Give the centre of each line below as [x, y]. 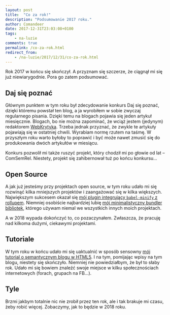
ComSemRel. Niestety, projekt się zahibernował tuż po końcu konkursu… [81, 159]
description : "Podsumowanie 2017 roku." [49, 19]
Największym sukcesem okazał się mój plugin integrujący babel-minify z [81, 197]
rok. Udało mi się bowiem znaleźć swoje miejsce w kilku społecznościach [82, 268]
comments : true [21, 43]
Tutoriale [20, 239]
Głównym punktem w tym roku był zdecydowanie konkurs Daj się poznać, [82, 105]
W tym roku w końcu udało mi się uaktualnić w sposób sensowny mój [78, 251]
